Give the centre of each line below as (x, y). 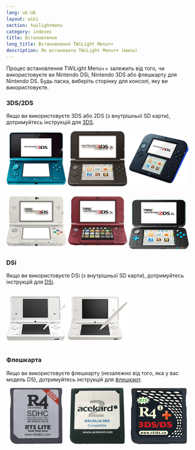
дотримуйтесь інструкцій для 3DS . (50, 122)
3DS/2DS (20, 103)
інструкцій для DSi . (31, 282)
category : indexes (29, 32)
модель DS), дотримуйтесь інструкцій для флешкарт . (74, 379)
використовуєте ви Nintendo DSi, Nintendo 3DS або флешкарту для (92, 74)
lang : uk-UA (21, 13)
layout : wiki (22, 19)
